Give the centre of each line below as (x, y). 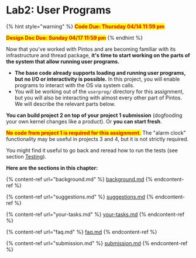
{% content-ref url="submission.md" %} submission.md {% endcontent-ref (97, 243)
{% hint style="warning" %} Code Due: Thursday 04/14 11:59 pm (85, 26)
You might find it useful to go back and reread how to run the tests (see (92, 150)
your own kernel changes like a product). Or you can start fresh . (84, 121)
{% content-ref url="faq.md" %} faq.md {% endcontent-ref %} (82, 232)
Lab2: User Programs (59, 10)
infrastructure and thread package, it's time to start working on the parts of (98, 55)
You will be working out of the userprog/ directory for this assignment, (99, 91)
